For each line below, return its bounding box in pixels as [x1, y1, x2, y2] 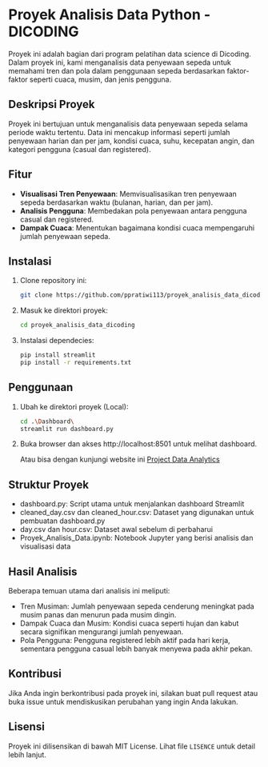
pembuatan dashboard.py [19, 516, 106, 525]
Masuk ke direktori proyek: [19, 306, 108, 315]
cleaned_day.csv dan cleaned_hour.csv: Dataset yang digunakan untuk [19, 508, 254, 517]
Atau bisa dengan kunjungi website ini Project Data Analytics [19, 454, 220, 465]
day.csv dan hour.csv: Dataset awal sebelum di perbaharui [19, 525, 214, 534]
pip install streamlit [19, 351, 96, 359]
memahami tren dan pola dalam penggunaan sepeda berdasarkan [8, 66, 226, 75]
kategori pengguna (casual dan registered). [8, 144, 151, 154]
